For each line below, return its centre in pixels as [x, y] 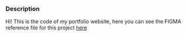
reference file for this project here [46, 28]
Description [23, 9]
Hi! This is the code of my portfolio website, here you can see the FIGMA [93, 22]
